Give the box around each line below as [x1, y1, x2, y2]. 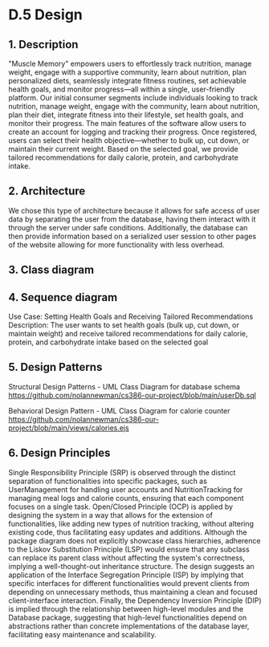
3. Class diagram [8, 263, 95, 277]
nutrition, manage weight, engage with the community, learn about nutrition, [8, 102, 260, 111]
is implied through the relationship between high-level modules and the [8, 604, 244, 613]
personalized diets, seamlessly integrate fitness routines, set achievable [8, 76, 247, 85]
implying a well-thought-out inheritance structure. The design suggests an [8, 561, 255, 571]
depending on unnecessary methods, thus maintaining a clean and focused [8, 587, 259, 596]
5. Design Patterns [8, 360, 103, 374]
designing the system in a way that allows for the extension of [8, 510, 214, 519]
